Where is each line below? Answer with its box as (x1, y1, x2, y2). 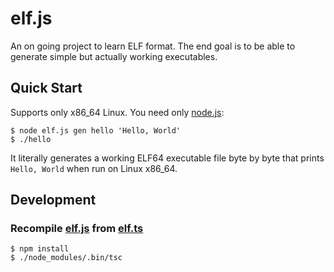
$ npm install (10, 244, 70, 254)
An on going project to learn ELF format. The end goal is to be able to (10, 40, 296, 52)
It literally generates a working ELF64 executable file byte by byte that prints (10, 152, 325, 164)
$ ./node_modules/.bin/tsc (10, 253, 123, 263)
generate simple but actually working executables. (10, 50, 218, 62)
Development (10, 192, 97, 209)
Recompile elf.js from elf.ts (10, 222, 144, 236)
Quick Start (10, 80, 83, 97)
